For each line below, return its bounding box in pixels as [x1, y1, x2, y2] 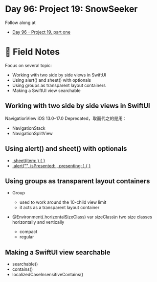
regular [19, 234, 34, 240]
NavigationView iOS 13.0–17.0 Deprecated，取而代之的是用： [5, 115, 127, 121]
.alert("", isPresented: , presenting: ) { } [12, 163, 91, 168]
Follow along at [5, 20, 36, 25]
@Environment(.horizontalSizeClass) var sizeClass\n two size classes [12, 214, 153, 220]
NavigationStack [12, 125, 45, 131]
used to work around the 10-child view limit [19, 199, 107, 205]
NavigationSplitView [12, 130, 53, 136]
